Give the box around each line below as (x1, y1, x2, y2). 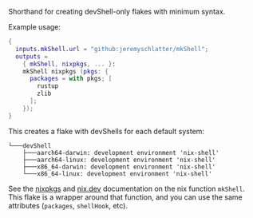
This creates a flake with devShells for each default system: (8, 126, 205, 136)
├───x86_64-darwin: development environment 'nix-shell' (22, 163, 216, 171)
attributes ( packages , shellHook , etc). (8, 200, 128, 210)
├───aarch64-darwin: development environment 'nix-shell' (22, 149, 219, 157)
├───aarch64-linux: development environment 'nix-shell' (22, 156, 216, 164)
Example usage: (8, 22, 61, 31)
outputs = (15, 52, 48, 61)
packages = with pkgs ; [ (29, 75, 113, 83)
